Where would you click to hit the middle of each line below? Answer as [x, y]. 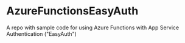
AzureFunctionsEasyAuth [72, 11]
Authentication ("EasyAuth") [42, 33]
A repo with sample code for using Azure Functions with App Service [93, 27]
